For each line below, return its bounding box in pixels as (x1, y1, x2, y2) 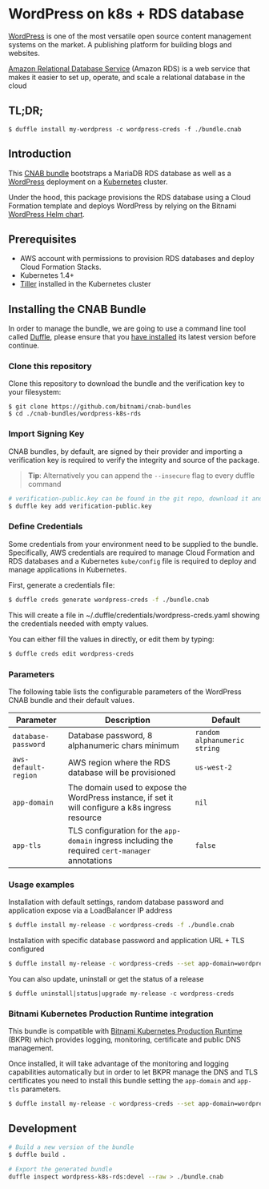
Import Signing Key (8, 428, 85, 440)
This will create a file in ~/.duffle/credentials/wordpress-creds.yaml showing (8, 610, 260, 620)
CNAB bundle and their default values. (8, 695, 134, 705)
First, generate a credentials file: (8, 580, 115, 589)
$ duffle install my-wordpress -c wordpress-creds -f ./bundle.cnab (8, 125, 242, 133)
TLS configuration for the (67, 825, 163, 836)
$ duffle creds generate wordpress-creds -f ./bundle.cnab (8, 596, 210, 604)
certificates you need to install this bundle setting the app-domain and (8, 1076, 236, 1086)
